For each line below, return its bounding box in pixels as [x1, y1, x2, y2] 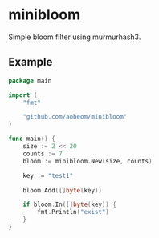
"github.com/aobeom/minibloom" [22, 113, 128, 121]
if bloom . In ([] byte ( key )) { [22, 200, 116, 209]
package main [8, 76, 52, 85]
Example [8, 55, 53, 69]
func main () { [8, 135, 56, 143]
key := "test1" [22, 171, 74, 180]
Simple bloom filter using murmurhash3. [8, 32, 141, 42]
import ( [8, 91, 38, 99]
